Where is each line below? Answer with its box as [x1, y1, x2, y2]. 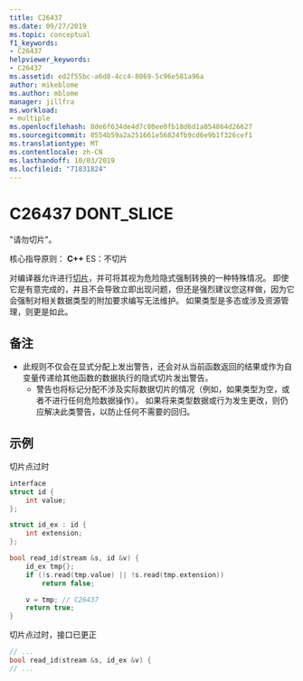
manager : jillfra [9, 97, 75, 107]
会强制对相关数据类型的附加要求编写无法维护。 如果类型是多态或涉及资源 [9, 295, 281, 306]
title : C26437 [9, 13, 63, 23]
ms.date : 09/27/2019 [9, 22, 88, 31]
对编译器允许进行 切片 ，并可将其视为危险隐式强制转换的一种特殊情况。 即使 [9, 273, 289, 284]
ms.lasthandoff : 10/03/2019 [9, 155, 116, 165]
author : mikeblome [9, 80, 79, 89]
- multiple [9, 114, 51, 123]
